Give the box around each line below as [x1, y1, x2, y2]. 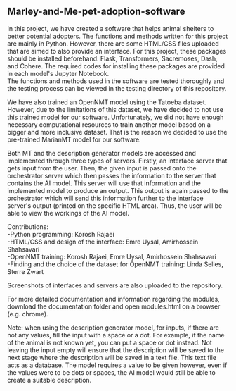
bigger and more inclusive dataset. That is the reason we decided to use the [7, 128, 228, 136]
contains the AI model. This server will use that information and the [7, 179, 202, 187]
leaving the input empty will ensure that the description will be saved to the [7, 345, 225, 354]
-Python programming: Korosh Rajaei [7, 230, 114, 238]
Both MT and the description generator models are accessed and [7, 149, 197, 157]
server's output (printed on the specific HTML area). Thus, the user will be [7, 201, 223, 210]
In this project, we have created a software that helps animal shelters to [7, 24, 214, 32]
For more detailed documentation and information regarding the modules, [7, 294, 220, 303]
